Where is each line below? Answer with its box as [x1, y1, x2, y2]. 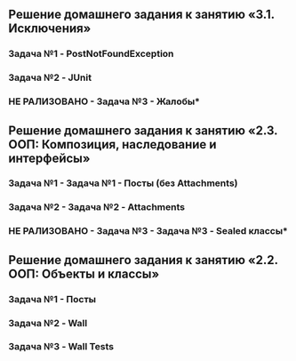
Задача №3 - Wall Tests [8, 341, 115, 353]
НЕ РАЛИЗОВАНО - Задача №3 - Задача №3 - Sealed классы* [8, 225, 288, 237]
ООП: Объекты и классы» [8, 266, 160, 281]
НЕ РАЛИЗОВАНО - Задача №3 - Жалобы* [8, 95, 201, 108]
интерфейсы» [8, 150, 91, 165]
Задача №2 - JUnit [8, 71, 92, 84]
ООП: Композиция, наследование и [8, 137, 217, 152]
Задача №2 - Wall [8, 317, 88, 329]
